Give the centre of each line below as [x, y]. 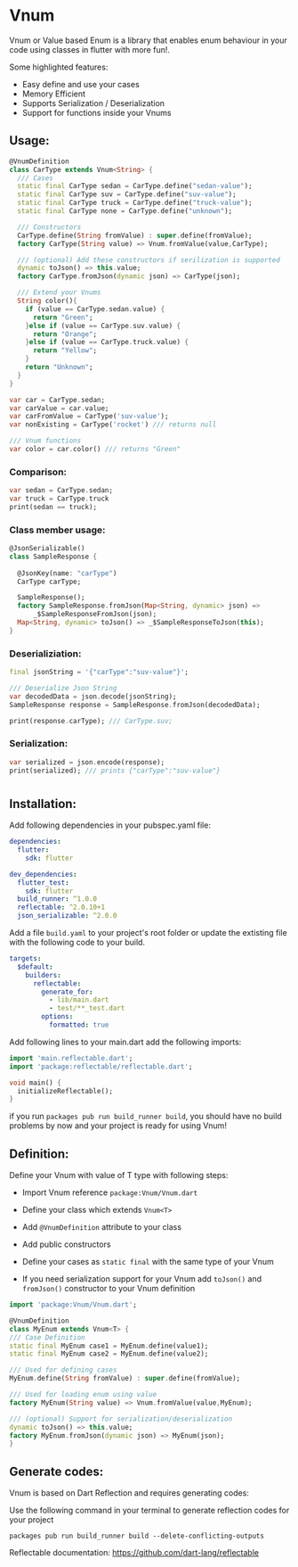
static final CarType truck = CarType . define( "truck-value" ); [135, 203]
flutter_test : [43, 882]
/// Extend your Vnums [59, 293]
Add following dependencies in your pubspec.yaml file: [110, 825]
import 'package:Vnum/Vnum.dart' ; [73, 1305]
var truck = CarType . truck [59, 499]
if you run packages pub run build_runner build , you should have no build [145, 1117]
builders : [44, 975]
